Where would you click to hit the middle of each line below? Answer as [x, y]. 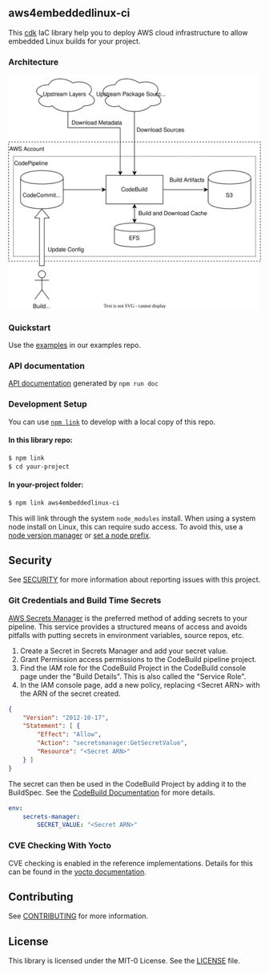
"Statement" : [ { [52, 726]
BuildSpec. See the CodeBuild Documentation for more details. [112, 792]
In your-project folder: [46, 484]
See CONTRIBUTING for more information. [78, 916]
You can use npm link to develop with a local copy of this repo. [112, 422]
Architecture [34, 62]
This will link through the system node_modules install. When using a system [132, 518]
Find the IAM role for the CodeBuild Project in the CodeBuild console [133, 668]
